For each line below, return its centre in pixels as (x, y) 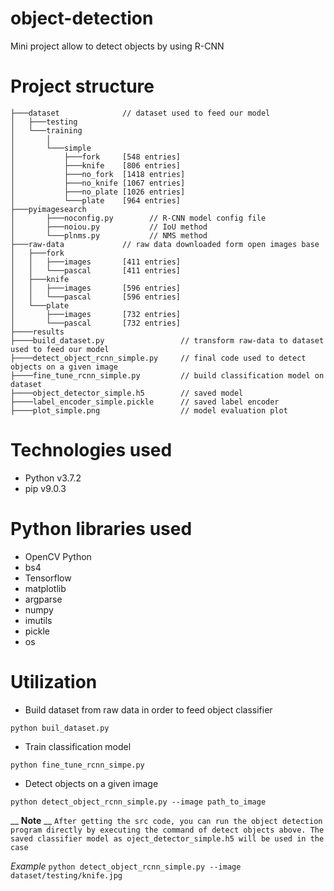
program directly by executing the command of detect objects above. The (167, 830)
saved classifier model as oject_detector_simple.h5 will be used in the (167, 838)
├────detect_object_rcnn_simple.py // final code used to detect (158, 358)
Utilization (54, 681)
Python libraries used (101, 529)
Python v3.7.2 (53, 478)
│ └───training (46, 130)
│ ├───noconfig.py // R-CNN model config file (138, 218)
